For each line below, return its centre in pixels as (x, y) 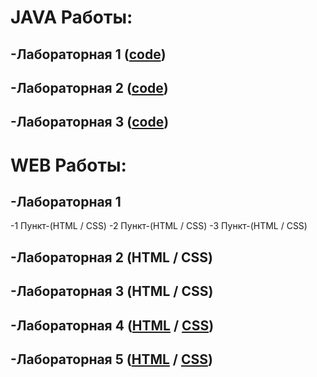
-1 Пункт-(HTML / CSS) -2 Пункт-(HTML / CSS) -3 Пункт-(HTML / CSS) (159, 226)
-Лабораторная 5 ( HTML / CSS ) (111, 359)
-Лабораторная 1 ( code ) (88, 54)
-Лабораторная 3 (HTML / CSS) (112, 291)
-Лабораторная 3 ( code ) (90, 122)
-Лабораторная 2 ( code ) (89, 87)
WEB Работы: (68, 165)
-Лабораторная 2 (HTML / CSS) (112, 257)
